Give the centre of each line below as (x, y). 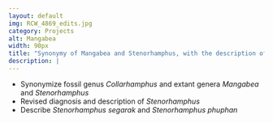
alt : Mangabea (32, 38)
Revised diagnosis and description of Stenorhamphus (110, 101)
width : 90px (28, 46)
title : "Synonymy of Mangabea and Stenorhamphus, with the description (132, 53)
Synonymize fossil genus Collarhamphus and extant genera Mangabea (139, 84)
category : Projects (41, 31)
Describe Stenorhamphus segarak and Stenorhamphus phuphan (129, 109)
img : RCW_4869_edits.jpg (50, 23)
